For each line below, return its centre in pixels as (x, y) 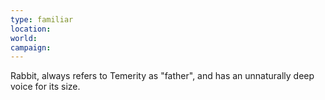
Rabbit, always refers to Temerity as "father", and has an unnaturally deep (162, 76)
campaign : (31, 47)
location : (31, 29)
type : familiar (42, 19)
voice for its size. (45, 87)
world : (24, 38)
